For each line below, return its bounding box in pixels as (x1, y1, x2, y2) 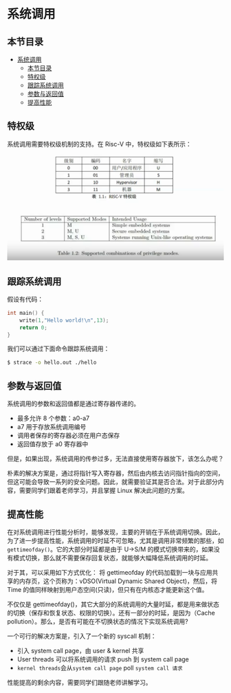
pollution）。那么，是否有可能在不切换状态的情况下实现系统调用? (7, 617, 188, 626)
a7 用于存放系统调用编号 (16, 423, 87, 431)
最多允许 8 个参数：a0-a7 (16, 414, 90, 423)
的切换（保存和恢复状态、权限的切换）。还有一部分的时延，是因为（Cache (7, 608, 215, 617)
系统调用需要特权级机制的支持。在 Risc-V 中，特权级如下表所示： (7, 140, 192, 148)
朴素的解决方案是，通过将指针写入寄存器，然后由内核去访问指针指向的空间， (7, 469, 224, 478)
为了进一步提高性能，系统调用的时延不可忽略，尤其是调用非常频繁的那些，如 (7, 536, 224, 544)
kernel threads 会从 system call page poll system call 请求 (16, 663, 183, 672)
